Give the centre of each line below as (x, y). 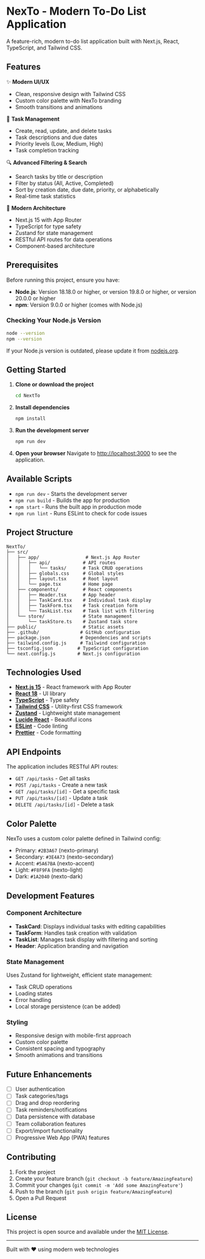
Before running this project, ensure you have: (63, 280)
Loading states (34, 993)
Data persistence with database (55, 1117)
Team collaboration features (51, 1124)
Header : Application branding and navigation (72, 946)
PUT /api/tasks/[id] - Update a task (61, 798)
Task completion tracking (47, 150)
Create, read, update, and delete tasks (63, 130)
